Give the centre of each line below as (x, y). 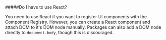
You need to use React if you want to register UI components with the (76, 17)
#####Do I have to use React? (36, 7)
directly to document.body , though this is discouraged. (59, 32)
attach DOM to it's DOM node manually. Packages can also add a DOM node (83, 27)
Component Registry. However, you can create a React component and (78, 22)
